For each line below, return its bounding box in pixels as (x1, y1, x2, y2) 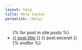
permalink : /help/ (5, 16, 43, 21)
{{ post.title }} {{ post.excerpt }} (12, 35, 78, 41)
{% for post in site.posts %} (12, 30, 70, 36)
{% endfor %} (12, 40, 41, 46)
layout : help (5, 7, 32, 12)
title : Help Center (5, 12, 46, 17)
